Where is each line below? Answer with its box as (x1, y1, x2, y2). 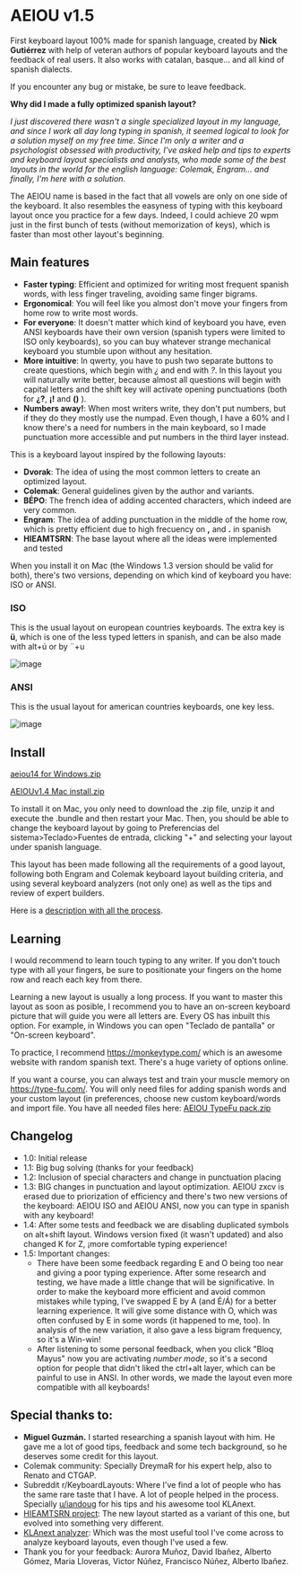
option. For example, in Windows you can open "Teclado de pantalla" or (10, 1020, 276, 1031)
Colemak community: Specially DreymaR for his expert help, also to (22, 1460, 272, 1471)
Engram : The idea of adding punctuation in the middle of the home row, (22, 514, 288, 525)
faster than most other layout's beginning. (10, 228, 165, 239)
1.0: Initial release (22, 1152, 88, 1164)
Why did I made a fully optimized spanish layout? (10, 98, 196, 109)
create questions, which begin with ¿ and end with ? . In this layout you (22, 365, 282, 376)
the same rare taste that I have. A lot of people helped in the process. (22, 1489, 279, 1500)
